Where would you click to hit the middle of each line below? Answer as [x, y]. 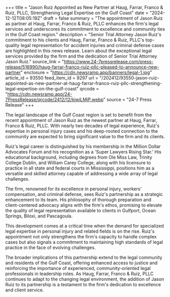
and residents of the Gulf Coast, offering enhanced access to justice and [81, 263]
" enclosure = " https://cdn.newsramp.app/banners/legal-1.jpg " [86, 72]
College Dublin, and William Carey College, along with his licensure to [78, 163]
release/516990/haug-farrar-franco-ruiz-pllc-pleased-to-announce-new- [82, 67]
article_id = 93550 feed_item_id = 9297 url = [52, 78]
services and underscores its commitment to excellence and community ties [85, 29]
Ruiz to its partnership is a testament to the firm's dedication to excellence [83, 284]
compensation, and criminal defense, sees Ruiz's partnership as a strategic [84, 194]
